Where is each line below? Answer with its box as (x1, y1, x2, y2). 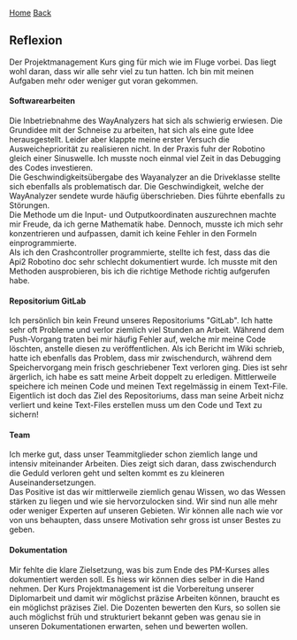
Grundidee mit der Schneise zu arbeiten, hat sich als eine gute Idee (9, 125, 255, 135)
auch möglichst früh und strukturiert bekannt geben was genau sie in (9, 611, 261, 622)
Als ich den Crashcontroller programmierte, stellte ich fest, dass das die (9, 247, 270, 258)
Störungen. (9, 200, 50, 211)
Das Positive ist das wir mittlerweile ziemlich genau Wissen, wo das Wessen (9, 487, 286, 497)
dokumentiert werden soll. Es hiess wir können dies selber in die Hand (9, 574, 265, 584)
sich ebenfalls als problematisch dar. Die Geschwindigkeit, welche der (9, 181, 264, 192)
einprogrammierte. (9, 238, 77, 249)
